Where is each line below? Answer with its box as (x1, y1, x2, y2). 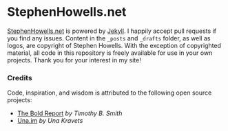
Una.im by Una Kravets (17, 117, 83, 125)
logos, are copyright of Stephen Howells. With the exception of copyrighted (7, 41, 222, 49)
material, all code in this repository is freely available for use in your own (7, 49, 213, 57)
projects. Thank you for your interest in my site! (7, 56, 141, 64)
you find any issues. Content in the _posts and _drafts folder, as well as (7, 34, 211, 42)
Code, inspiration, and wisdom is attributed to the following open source (7, 88, 212, 97)
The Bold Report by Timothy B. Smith (17, 109, 123, 117)
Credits (7, 73, 32, 82)
